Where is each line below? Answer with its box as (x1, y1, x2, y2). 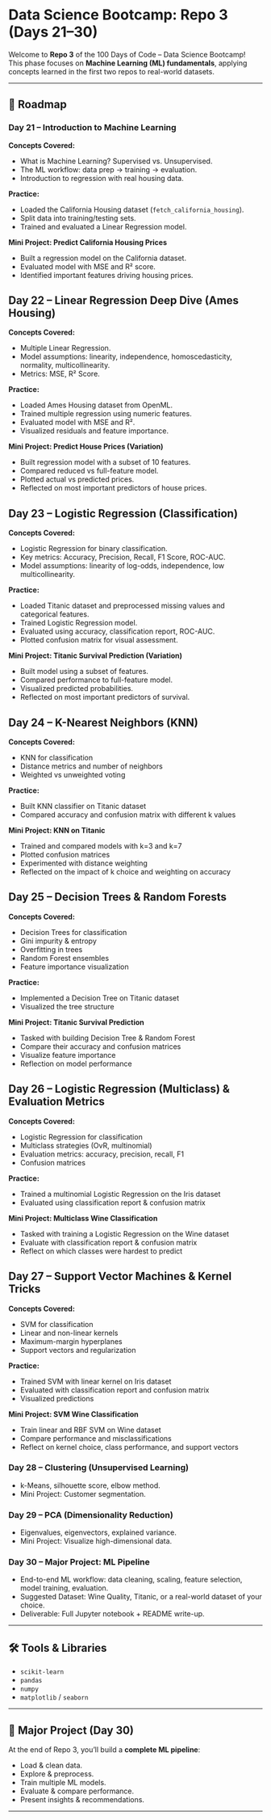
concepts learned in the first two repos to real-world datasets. (8, 66, 215, 76)
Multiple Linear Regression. (19, 343, 111, 353)
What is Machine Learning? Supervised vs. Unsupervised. (19, 156, 213, 166)
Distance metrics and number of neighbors (19, 761, 163, 771)
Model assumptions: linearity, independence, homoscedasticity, (19, 352, 232, 361)
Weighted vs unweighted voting (19, 770, 126, 780)
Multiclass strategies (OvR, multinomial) (19, 1140, 152, 1150)
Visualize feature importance (19, 1050, 116, 1060)
